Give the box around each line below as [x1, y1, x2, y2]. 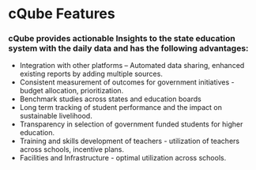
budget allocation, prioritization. [19, 86, 124, 96]
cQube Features [8, 5, 116, 23]
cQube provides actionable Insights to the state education [8, 33, 235, 44]
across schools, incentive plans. [19, 145, 125, 154]
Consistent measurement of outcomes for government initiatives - [19, 77, 235, 87]
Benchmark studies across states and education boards [19, 94, 201, 104]
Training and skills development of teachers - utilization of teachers [19, 136, 239, 146]
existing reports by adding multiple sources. [19, 69, 164, 79]
